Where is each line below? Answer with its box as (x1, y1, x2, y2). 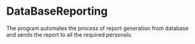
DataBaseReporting (6, 4, 108, 18)
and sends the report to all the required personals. (6, 31, 133, 38)
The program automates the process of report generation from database (6, 24, 189, 32)
